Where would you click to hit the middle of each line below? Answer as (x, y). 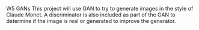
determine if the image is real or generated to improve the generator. (91, 21)
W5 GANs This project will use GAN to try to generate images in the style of (100, 9)
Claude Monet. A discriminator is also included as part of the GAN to (91, 15)
